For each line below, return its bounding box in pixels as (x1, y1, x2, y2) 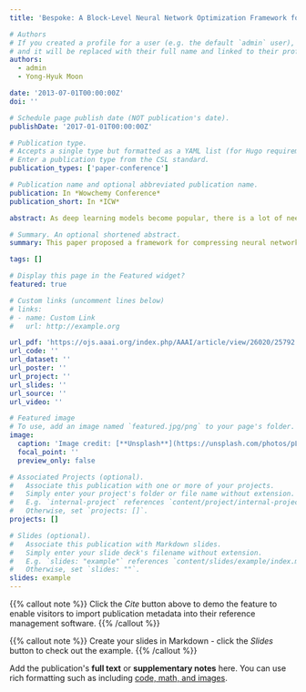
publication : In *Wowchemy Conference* (9, 188, 161, 198)
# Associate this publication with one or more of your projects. (9, 481, 275, 490)
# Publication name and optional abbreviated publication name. (9, 180, 259, 189)
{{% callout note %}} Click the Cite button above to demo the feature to (9, 598, 278, 609)
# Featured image (9, 413, 76, 423)
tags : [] (9, 255, 43, 264)
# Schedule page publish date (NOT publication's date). (9, 113, 230, 123)
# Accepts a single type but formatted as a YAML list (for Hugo (9, 147, 262, 156)
